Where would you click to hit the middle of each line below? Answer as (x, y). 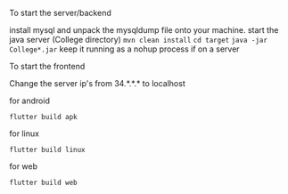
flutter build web (43, 182)
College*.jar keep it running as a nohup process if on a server (124, 49)
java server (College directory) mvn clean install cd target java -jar (138, 40)
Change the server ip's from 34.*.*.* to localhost (97, 83)
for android (30, 101)
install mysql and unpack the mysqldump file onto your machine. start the (144, 30)
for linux (25, 133)
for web (24, 166)
